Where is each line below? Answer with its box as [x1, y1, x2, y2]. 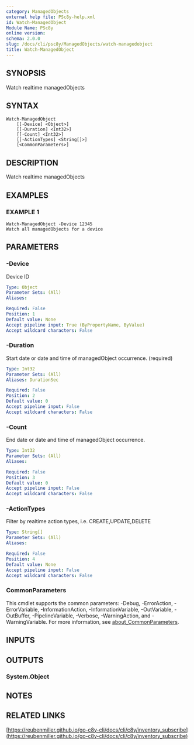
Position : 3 [6, 475, 35, 480]
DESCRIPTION [6, 157, 58, 167]
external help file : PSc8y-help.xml [6, 14, 95, 20]
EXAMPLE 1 [6, 208, 40, 216]
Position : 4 [6, 556, 35, 562]
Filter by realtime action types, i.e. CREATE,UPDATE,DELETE [6, 518, 151, 525]
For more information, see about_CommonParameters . [49, 618, 179, 625]
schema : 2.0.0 [6, 36, 41, 42]
